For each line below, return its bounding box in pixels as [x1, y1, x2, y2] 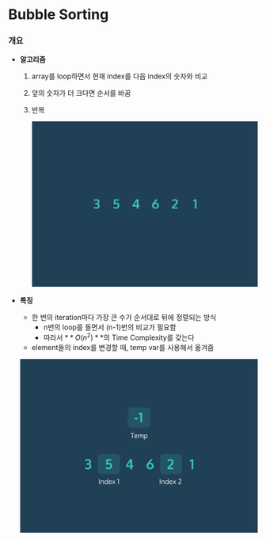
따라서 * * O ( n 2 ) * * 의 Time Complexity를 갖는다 [43, 331, 195, 342]
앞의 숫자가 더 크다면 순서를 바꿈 [31, 89, 131, 98]
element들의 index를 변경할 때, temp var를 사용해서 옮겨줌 [31, 342, 215, 352]
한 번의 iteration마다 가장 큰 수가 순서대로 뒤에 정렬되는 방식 [31, 313, 217, 322]
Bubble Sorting [8, 6, 109, 24]
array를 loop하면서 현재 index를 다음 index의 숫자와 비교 [31, 71, 208, 81]
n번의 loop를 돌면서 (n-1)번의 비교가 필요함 [43, 322, 177, 332]
